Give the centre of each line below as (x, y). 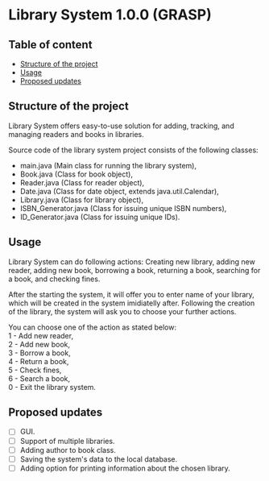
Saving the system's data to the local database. (99, 459)
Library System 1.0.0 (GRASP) (110, 15)
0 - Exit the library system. (52, 387)
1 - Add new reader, (41, 335)
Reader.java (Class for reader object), (82, 182)
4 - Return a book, (39, 361)
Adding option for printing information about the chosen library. (125, 468)
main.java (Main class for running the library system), (108, 165)
